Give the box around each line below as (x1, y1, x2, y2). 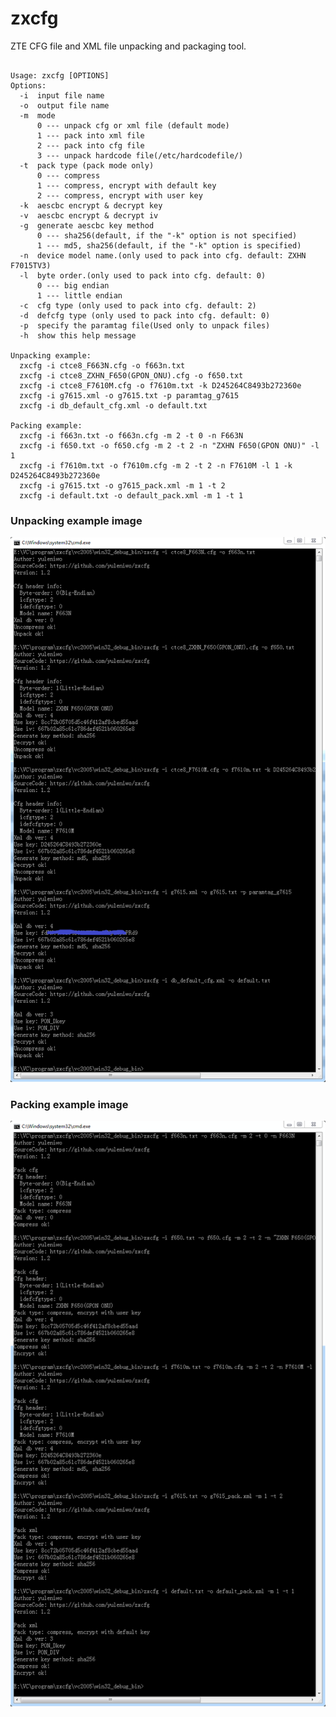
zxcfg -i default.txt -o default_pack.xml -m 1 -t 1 (19, 490, 244, 501)
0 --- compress (36, 170, 101, 181)
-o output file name (19, 100, 110, 111)
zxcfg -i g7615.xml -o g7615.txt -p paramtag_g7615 (19, 390, 240, 401)
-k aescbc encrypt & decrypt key (19, 200, 163, 211)
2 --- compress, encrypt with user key (36, 190, 203, 201)
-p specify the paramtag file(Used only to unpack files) (19, 320, 271, 331)
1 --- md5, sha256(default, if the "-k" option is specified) (36, 240, 302, 251)
